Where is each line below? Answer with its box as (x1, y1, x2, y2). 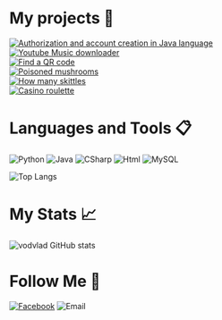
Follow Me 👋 (9, 272, 101, 291)
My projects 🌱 (9, 8, 115, 29)
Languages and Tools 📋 (9, 118, 192, 139)
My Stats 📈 (9, 205, 97, 224)
